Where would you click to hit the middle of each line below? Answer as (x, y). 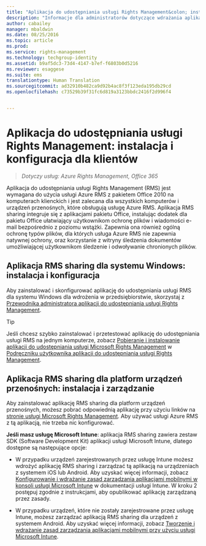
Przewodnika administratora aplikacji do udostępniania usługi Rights (92, 303)
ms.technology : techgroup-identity (52, 58)
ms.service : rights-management (46, 52)
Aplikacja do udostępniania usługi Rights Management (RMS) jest (89, 188)
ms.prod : (17, 47)
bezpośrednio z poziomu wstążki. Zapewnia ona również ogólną (99, 227)
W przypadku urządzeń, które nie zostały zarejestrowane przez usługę (105, 510)
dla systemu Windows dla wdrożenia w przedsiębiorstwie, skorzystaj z (96, 297)
